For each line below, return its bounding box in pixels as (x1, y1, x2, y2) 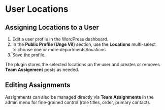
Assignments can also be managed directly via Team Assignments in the (5, 94, 154, 100)
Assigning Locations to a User (5, 23, 99, 32)
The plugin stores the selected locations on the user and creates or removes (5, 62, 160, 67)
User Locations (5, 3, 69, 15)
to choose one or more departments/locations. (12, 47, 107, 52)
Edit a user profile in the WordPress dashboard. (12, 36, 108, 42)
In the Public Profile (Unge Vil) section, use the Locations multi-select (12, 41, 156, 47)
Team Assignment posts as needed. (5, 67, 80, 73)
